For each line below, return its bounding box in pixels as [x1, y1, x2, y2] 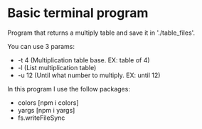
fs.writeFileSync [17, 113, 65, 122]
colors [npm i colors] [17, 98, 79, 107]
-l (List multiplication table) [17, 63, 97, 72]
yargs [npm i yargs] [17, 106, 75, 114]
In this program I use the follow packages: [7, 84, 130, 93]
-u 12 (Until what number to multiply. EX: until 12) [17, 71, 161, 79]
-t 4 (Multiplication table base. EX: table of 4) [17, 55, 151, 64]
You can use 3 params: [7, 42, 75, 50]
